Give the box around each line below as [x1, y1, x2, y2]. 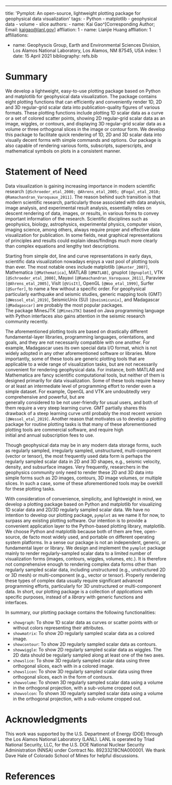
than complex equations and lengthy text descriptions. [5, 242, 120, 249]
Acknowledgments [5, 714, 88, 725]
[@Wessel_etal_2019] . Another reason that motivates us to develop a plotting [5, 416, 166, 422]
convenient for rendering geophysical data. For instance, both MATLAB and [5, 366, 165, 372]
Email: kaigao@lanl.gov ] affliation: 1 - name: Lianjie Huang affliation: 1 [5, 27, 151, 32]
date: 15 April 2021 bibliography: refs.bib [12, 53, 98, 59]
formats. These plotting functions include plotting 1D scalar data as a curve [5, 109, 164, 116]
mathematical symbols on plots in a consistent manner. [5, 147, 121, 154]
